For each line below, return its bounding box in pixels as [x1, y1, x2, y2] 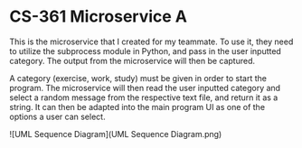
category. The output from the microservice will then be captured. [9, 55, 256, 66]
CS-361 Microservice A [9, 6, 188, 27]
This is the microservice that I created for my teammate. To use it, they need [9, 36, 294, 47]
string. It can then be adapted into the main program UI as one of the [9, 101, 265, 112]
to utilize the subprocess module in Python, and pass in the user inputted [9, 45, 282, 56]
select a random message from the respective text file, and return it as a [9, 92, 278, 103]
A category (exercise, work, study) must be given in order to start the [9, 72, 267, 83]
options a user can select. [9, 111, 106, 122]
